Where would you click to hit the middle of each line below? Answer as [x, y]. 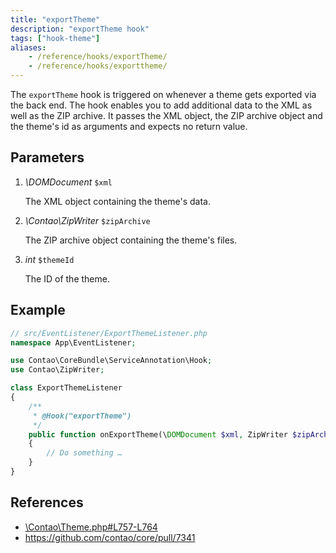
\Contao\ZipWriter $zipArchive [87, 220]
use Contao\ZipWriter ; [57, 370]
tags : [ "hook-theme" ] [55, 38]
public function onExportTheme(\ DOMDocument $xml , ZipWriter [158, 434]
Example [38, 310]
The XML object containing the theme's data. [118, 201]
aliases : [28, 47]
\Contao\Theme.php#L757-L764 [91, 527]
